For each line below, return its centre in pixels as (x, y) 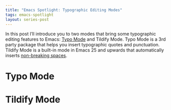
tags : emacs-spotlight (29, 15)
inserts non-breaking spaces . (36, 56)
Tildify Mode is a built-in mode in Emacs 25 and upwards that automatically (85, 50)
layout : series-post (27, 19)
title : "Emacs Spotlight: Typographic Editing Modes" (64, 10)
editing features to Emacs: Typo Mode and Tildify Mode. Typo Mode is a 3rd (86, 39)
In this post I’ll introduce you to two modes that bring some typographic (81, 34)
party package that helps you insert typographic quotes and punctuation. (82, 45)
